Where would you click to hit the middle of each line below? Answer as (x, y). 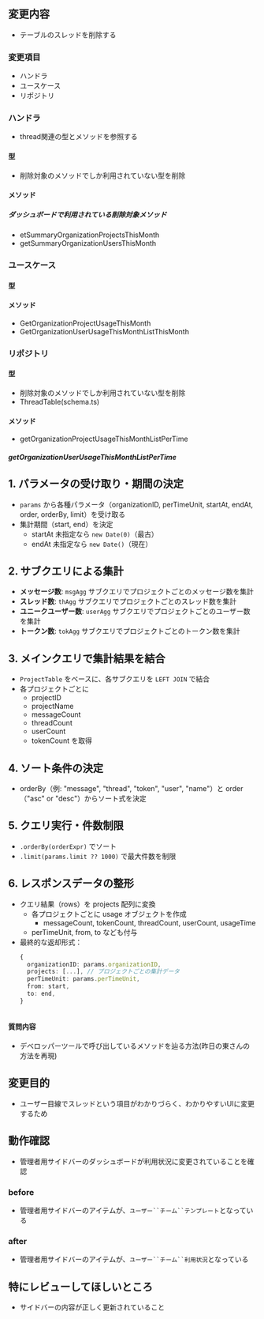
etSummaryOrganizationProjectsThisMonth (89, 235)
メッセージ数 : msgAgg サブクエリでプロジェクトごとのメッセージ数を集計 (136, 592)
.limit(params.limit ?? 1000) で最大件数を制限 (98, 856)
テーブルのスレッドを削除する (68, 35)
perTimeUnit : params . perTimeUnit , (84, 979)
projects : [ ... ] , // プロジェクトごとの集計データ (103, 972)
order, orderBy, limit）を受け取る (73, 514)
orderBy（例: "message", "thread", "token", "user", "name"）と (122, 789)
